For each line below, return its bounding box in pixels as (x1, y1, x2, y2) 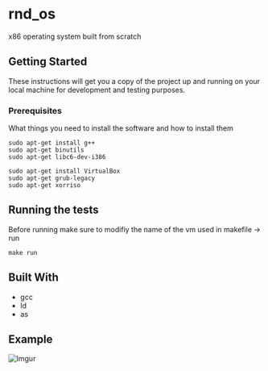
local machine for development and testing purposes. (8, 85, 186, 94)
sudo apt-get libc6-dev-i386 (8, 153, 106, 161)
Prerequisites (8, 105, 62, 116)
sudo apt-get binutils (8, 146, 85, 154)
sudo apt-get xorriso (8, 181, 81, 190)
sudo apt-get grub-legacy (8, 174, 95, 182)
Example (8, 332, 53, 347)
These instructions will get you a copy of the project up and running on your (8, 76, 260, 85)
